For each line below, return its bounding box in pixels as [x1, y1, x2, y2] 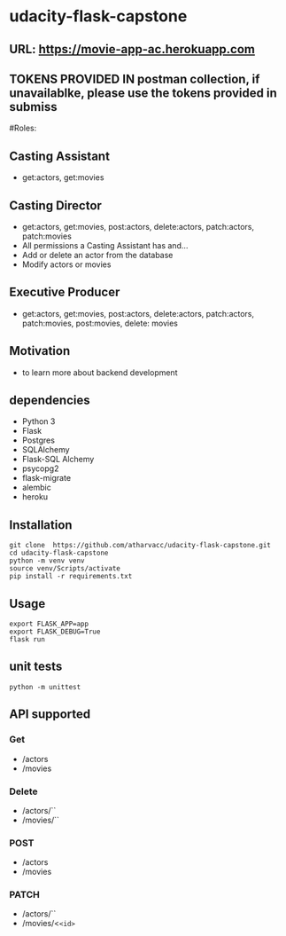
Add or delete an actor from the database [21, 250, 174, 261]
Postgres [21, 435, 56, 445]
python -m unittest [9, 682, 81, 691]
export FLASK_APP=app [9, 619, 89, 629]
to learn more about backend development [21, 366, 178, 378]
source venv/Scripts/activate [9, 564, 121, 573]
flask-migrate [21, 473, 72, 484]
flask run [9, 635, 46, 644]
